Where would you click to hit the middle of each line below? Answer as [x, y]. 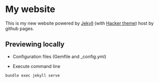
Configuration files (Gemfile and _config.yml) [59, 56]
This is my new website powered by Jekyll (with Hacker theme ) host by [79, 23]
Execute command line [36, 66]
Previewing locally [35, 45]
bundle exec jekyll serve [32, 75]
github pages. [20, 28]
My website [30, 9]
